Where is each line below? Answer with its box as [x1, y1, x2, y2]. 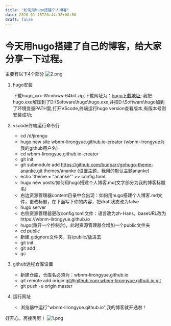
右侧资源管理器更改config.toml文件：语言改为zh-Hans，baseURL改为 [20, 210, 166, 216]
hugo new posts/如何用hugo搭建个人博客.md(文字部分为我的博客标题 [20, 179, 166, 186]
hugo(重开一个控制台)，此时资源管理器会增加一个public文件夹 [20, 222, 151, 228]
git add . [20, 245, 38, 251]
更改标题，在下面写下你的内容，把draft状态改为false [29, 199, 139, 205]
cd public [20, 228, 40, 234]
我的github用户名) [20, 145, 58, 151]
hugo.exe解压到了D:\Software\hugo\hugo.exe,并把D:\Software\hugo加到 [12, 99, 165, 105]
